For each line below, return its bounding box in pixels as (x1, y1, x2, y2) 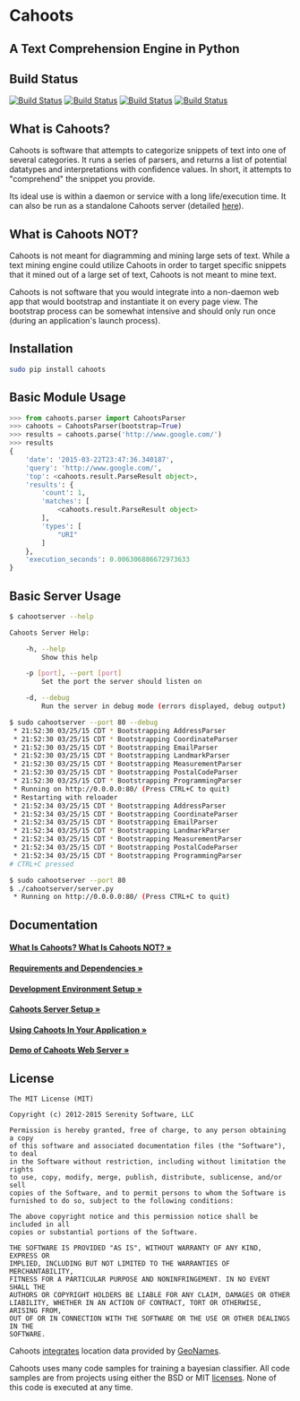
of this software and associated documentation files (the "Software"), (9, 1142, 287, 1151)
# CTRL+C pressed (9, 860, 74, 869)
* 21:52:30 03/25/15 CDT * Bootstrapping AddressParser (13, 726, 227, 735)
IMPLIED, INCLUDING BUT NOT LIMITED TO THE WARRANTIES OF (9, 1259, 230, 1268)
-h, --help (25, 644, 66, 653)
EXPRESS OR (9, 1251, 50, 1260)
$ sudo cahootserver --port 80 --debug (9, 718, 159, 727)
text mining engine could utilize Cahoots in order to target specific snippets (9, 260, 287, 271)
